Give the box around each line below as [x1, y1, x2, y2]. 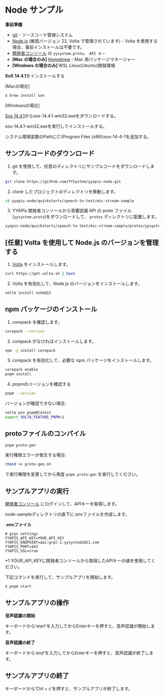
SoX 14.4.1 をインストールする [5, 73, 65, 79]
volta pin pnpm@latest [5, 410, 51, 415]
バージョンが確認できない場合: [5, 400, 66, 406]
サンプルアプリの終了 [5, 672, 69, 680]
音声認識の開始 [5, 612, 35, 618]
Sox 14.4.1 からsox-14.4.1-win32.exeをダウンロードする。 [5, 113, 119, 119]
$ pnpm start [5, 584, 32, 589]
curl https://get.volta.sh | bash [5, 271, 76, 276]
